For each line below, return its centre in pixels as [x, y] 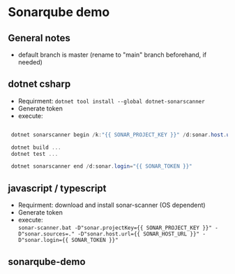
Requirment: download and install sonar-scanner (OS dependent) [112, 205]
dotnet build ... [36, 147]
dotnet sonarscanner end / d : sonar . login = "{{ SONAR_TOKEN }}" [101, 166]
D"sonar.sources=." [46, 234]
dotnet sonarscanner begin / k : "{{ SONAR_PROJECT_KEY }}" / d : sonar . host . [119, 135]
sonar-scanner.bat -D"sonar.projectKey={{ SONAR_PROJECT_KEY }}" [115, 228]
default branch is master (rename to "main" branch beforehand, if [112, 55]
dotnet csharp [39, 84]
